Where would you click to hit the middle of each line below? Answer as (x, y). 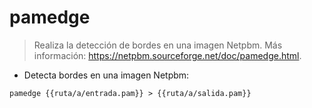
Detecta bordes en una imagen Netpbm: (106, 75)
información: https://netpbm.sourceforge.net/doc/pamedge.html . (167, 55)
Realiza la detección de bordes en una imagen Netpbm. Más (158, 45)
